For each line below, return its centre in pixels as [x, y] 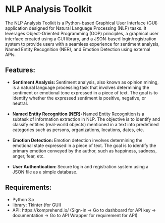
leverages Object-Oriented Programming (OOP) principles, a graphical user [82, 33]
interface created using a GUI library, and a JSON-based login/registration [81, 39]
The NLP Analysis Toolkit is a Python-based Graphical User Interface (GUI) [82, 23]
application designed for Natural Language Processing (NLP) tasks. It [76, 28]
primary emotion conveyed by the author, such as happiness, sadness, [84, 150]
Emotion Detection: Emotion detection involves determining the [77, 140]
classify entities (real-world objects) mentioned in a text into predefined [85, 124]
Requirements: [28, 187]
